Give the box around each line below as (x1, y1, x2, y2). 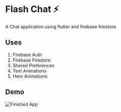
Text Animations (12, 68, 47, 74)
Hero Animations (12, 73, 48, 79)
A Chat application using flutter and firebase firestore (5, 23, 116, 30)
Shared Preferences (12, 62, 55, 68)
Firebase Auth (12, 51, 42, 58)
